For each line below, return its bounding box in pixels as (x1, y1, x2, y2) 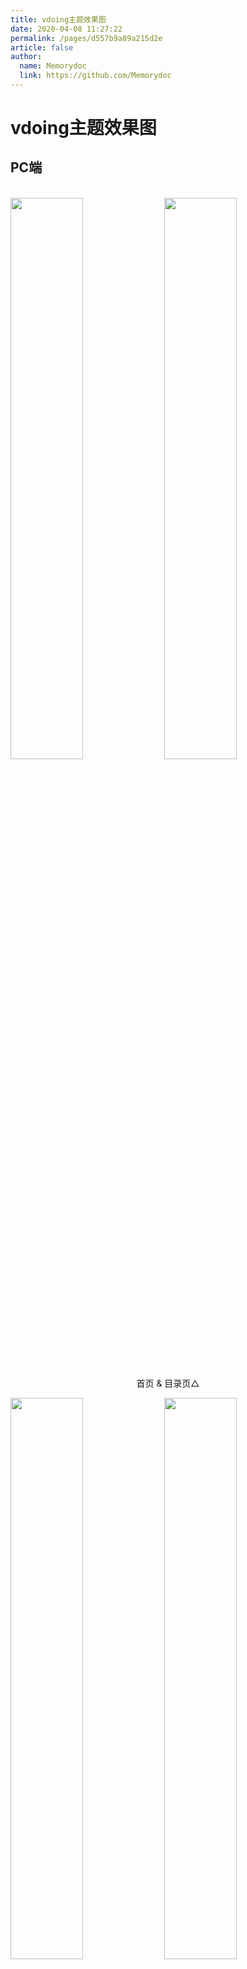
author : (10, 52, 43, 62)
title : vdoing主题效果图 (10, 14, 107, 25)
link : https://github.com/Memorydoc (19, 71, 172, 81)
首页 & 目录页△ (136, 1377, 200, 1389)
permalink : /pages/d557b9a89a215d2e (10, 33, 163, 43)
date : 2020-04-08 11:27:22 (10, 24, 123, 34)
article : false (10, 42, 74, 53)
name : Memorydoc (19, 61, 87, 71)
